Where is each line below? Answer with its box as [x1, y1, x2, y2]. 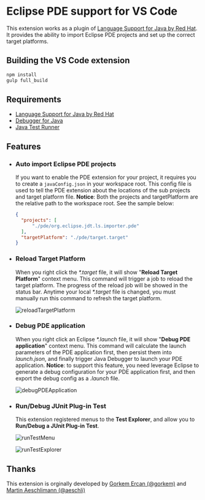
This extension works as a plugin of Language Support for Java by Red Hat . [6, 25, 198, 32]
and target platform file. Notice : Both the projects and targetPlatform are [15, 193, 198, 200]
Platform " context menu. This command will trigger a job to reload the [15, 275, 193, 282]
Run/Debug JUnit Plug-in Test [15, 401, 106, 410]
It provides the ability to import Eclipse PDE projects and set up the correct [6, 31, 195, 38]
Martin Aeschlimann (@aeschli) [6, 486, 86, 494]
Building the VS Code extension [6, 55, 130, 66]
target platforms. [6, 37, 49, 45]
